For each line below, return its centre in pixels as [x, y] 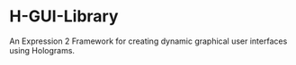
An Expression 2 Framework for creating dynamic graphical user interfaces [148, 41]
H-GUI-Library [64, 16]
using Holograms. [42, 50]
